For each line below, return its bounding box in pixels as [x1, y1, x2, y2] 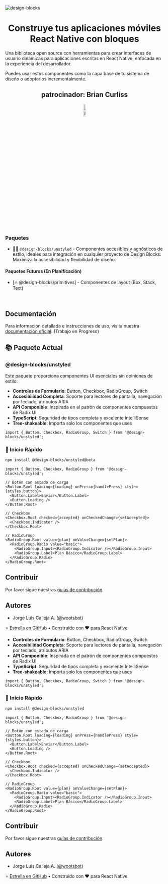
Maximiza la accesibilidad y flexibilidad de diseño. [12, 257, 117, 263]
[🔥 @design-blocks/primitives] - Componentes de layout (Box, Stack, [12, 280, 156, 286]
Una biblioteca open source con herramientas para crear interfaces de [5, 50, 151, 56]
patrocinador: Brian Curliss [41, 90, 128, 99]
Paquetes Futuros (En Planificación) [5, 268, 82, 274]
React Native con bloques [30, 33, 139, 45]
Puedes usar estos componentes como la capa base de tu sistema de [5, 70, 149, 76]
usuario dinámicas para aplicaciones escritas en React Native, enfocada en [5, 55, 161, 61]
